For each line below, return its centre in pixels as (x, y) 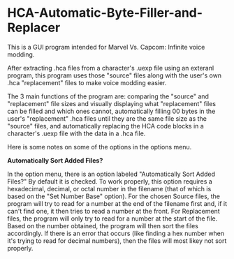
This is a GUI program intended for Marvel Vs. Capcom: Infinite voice (106, 47)
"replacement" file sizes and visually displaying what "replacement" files (112, 103)
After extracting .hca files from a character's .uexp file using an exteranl (111, 68)
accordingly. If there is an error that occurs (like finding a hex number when (116, 233)
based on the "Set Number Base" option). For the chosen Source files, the (114, 196)
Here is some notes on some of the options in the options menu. (100, 147)
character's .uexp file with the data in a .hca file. (76, 133)
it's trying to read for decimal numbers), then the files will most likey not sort (117, 240)
